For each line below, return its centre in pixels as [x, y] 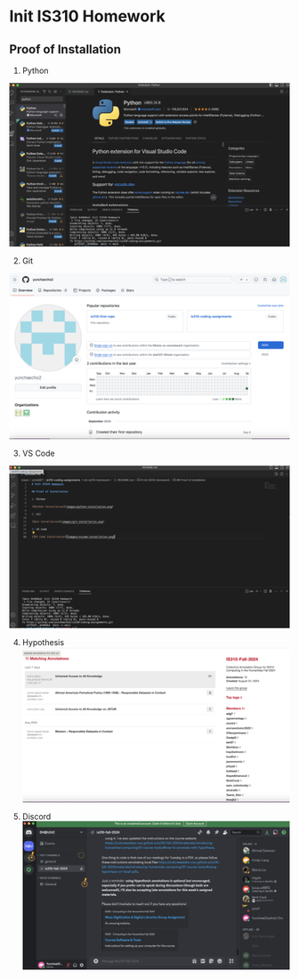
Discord [36, 817]
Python [35, 70]
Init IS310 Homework [88, 16]
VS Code [38, 453]
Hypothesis [43, 643]
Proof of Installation [65, 49]
